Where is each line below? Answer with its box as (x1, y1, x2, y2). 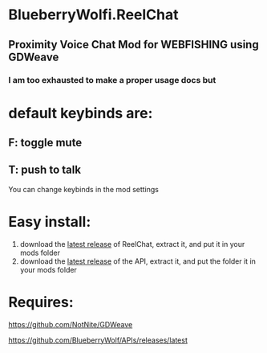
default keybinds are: (8, 104, 153, 122)
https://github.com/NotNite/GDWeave (8, 319, 133, 329)
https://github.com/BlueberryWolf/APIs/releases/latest (8, 335, 188, 345)
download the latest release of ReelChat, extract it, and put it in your (19, 239, 245, 248)
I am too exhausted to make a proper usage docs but (8, 74, 216, 85)
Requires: (8, 293, 74, 311)
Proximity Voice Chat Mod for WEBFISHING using (8, 38, 259, 51)
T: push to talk (8, 163, 82, 177)
